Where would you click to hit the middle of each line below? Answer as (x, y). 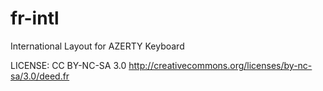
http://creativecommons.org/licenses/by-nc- (220, 65)
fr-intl (35, 18)
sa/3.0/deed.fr (40, 76)
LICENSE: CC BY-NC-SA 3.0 (68, 65)
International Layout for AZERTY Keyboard (97, 46)
